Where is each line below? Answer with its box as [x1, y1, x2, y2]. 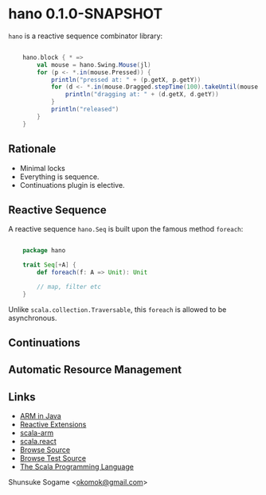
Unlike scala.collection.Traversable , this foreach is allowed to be [8, 304, 227, 314]
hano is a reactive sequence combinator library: [8, 31, 163, 41]
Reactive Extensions [19, 419, 87, 430]
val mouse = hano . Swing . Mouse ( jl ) [37, 60, 151, 68]
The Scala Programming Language [19, 462, 134, 472]
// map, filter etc [37, 283, 102, 290]
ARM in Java [19, 411, 61, 421]
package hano [22, 247, 66, 255]
